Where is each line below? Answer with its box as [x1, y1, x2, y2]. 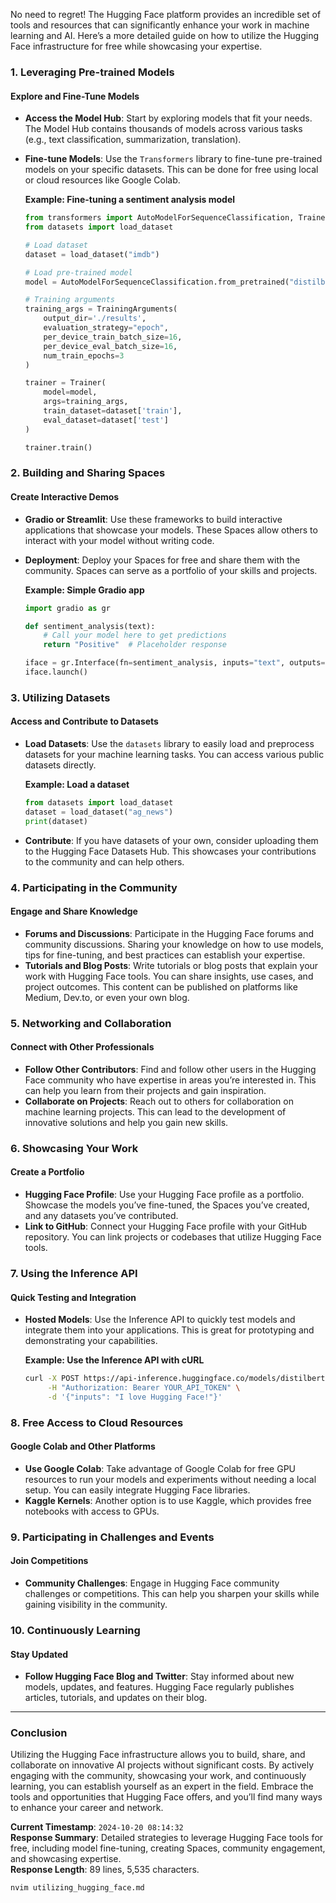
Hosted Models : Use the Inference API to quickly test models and [24, 1314, 296, 1326]
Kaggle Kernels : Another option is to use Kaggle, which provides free [24, 1494, 312, 1506]
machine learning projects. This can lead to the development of [24, 1105, 287, 1118]
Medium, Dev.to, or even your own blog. [24, 991, 190, 1003]
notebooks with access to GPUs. [24, 1505, 160, 1517]
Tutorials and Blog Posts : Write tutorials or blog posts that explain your [24, 959, 319, 971]
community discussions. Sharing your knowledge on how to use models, [24, 938, 324, 950]
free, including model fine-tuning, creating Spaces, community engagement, [10, 1842, 326, 1854]
